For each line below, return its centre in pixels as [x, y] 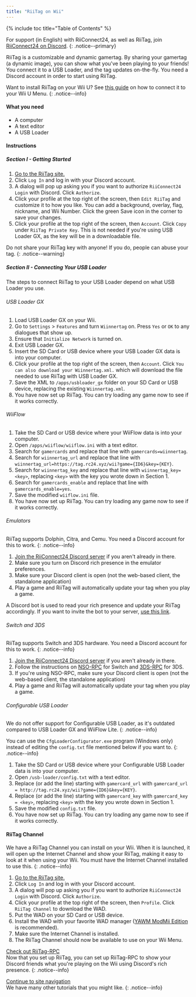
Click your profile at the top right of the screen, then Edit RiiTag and [97, 199]
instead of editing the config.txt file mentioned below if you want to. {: [92, 747]
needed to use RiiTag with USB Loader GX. [66, 376]
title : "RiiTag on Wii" [35, 11]
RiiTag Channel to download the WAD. [61, 908]
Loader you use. [26, 289]
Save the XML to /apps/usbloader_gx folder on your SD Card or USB [96, 382]
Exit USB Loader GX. [39, 345]
